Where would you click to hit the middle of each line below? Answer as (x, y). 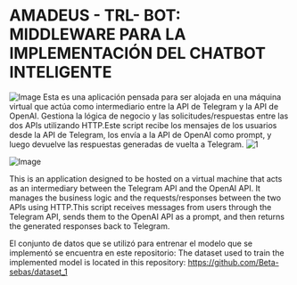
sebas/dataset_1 (39, 272)
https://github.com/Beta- (233, 262)
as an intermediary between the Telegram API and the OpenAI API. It (135, 188)
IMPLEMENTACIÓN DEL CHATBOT (137, 53)
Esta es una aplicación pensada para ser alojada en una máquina (162, 97)
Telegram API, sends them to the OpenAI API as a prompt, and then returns (147, 216)
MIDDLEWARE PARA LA (98, 34)
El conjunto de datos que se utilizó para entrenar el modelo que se (131, 243)
